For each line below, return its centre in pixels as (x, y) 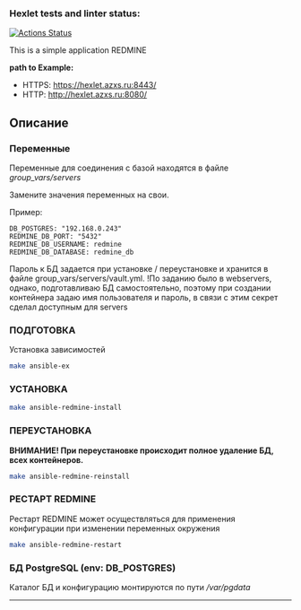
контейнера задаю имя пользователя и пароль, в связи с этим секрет (144, 297)
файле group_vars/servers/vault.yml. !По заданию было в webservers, (141, 278)
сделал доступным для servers (69, 307)
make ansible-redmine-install (66, 408)
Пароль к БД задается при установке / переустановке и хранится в (139, 268)
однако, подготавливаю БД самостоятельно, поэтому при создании (140, 288)
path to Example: (42, 68)
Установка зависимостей (57, 350)
